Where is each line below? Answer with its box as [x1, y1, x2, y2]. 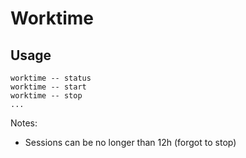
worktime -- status [10, 73, 92, 83]
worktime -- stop [10, 91, 83, 101]
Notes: [10, 117, 38, 129]
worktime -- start [10, 82, 87, 92]
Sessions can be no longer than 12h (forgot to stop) [24, 137, 237, 148]
